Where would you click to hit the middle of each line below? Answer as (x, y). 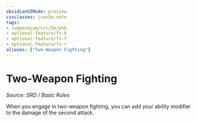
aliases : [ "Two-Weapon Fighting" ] (49, 50)
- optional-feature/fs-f (36, 39)
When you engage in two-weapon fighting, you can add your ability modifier (98, 106)
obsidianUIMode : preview (36, 11)
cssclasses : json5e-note (36, 17)
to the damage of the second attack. (50, 113)
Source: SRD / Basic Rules (38, 95)
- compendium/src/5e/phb (36, 28)
